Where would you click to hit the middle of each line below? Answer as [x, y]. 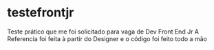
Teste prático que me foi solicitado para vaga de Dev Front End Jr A [103, 32]
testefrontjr [41, 13]
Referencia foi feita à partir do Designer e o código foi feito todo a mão [107, 38]
